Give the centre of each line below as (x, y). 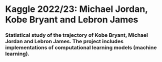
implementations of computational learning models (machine (81, 48)
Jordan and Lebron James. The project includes (64, 42)
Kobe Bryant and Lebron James (72, 20)
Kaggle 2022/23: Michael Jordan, (76, 9)
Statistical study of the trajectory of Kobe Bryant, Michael (77, 35)
